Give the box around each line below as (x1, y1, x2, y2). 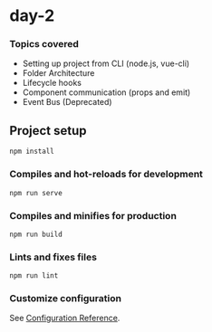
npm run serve (9, 188, 63, 197)
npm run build (9, 230, 63, 239)
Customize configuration (9, 292, 122, 305)
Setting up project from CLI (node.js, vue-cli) (22, 58, 190, 69)
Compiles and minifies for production (9, 209, 177, 222)
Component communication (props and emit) (22, 87, 191, 98)
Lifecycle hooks (22, 78, 82, 89)
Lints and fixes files (9, 251, 98, 263)
